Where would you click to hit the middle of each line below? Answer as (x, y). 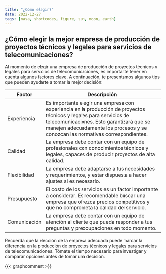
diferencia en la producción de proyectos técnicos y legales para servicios (81, 246)
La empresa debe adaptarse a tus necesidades (100, 169)
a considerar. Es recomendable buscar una (96, 196)
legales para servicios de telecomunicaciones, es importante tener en (76, 72)
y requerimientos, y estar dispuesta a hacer (96, 175)
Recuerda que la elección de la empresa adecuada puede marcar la (74, 241)
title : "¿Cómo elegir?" (30, 10)
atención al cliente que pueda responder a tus (99, 222)
